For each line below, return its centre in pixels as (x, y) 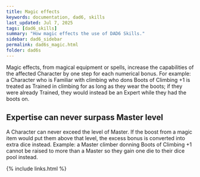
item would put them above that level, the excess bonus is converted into (96, 138)
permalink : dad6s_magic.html (42, 45)
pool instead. (22, 157)
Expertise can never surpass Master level (85, 117)
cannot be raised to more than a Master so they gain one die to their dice (96, 151)
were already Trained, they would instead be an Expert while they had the (96, 92)
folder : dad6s (24, 50)
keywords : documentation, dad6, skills (56, 17)
